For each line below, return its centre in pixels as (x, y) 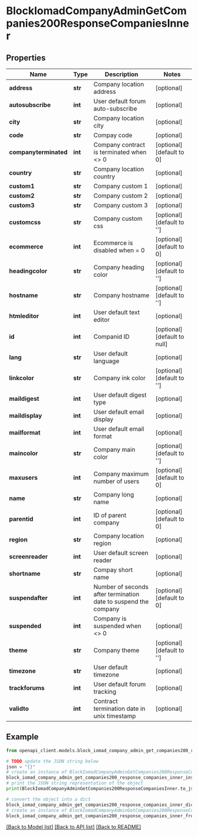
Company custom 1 (121, 186)
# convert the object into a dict (49, 799)
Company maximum (121, 474)
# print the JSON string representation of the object (75, 783)
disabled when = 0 (119, 250)
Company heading (119, 267)
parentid (21, 519)
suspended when (117, 626)
